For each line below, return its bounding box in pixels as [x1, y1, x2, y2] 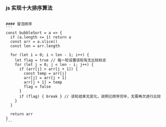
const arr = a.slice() [10, 39, 58, 44]
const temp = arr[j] [24, 71, 67, 76]
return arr [10, 112, 33, 117]
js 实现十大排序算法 [6, 4, 53, 11]
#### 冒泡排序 [6, 22, 32, 27]
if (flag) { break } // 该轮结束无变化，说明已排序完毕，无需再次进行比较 [19, 94, 161, 99]
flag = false [24, 84, 51, 89]
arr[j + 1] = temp [24, 80, 62, 85]
